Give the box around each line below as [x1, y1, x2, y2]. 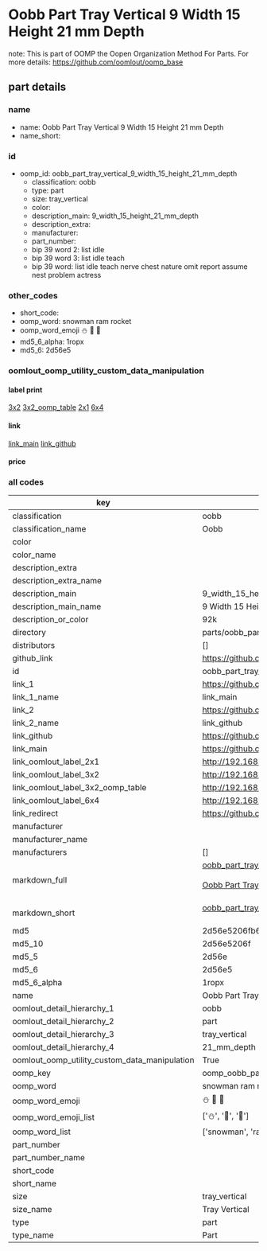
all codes [8, 477, 44, 488]
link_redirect [12, 808, 59, 819]
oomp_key [12, 1068, 52, 1079]
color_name [12, 549, 56, 560]
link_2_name [12, 718, 60, 729]
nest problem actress [31, 270, 102, 279]
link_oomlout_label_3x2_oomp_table [12, 782, 147, 793]
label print [8, 384, 43, 395]
